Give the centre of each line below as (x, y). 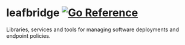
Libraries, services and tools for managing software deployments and (93, 29)
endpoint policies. (28, 35)
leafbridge (33, 13)
